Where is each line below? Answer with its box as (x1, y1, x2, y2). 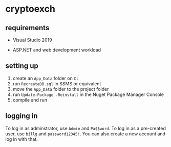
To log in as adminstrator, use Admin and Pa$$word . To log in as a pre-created (5, 125, 166, 131)
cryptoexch (5, 3, 55, 15)
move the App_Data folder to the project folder (12, 86, 109, 92)
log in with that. (5, 136, 38, 142)
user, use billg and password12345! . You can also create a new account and (5, 131, 165, 137)
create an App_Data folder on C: (12, 75, 79, 81)
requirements (5, 23, 50, 32)
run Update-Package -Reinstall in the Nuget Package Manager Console (12, 91, 164, 97)
